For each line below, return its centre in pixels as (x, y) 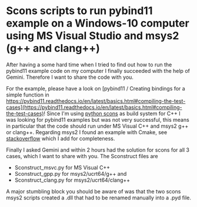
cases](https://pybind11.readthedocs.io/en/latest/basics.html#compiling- (94, 107)
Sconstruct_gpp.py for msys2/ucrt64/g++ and (71, 173)
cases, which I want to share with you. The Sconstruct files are (82, 156)
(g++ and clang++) (53, 49)
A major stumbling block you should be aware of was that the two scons (94, 191)
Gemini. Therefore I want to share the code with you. (70, 77)
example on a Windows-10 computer (98, 23)
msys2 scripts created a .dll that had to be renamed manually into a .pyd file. (98, 198)
